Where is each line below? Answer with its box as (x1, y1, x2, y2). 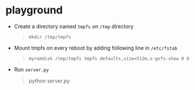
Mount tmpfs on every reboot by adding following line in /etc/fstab (14, 44, 177, 51)
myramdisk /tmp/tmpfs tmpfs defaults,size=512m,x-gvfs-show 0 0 (28, 56, 190, 61)
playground (5, 4, 63, 17)
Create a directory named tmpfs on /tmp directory (14, 23, 134, 30)
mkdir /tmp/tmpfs (28, 34, 72, 40)
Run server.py (14, 65, 49, 73)
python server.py (28, 77, 70, 84)
